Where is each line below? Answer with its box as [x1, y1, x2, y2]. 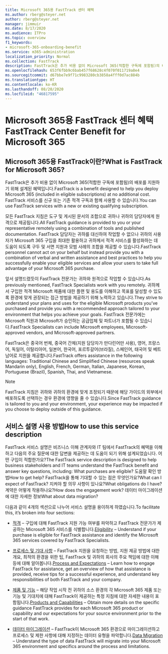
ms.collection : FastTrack [5, 59, 59, 64]
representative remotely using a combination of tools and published [5, 225, 144, 231]
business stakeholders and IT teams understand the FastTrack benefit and [5, 462, 158, 468]
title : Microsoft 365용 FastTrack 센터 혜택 [5, 7, 94, 13]
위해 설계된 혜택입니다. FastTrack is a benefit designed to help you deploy [10, 186, 158, 192]
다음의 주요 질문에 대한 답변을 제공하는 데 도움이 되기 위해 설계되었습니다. [14, 450, 157, 457]
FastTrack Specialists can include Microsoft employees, [10, 324, 125, 330]
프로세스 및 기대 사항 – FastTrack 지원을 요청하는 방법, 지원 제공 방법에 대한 [12, 548, 160, 554]
